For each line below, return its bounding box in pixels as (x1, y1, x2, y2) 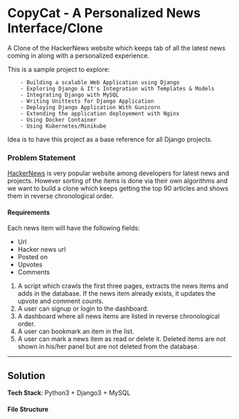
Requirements (7, 208, 51, 217)
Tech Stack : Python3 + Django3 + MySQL (7, 388, 131, 397)
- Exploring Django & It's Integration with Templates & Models (20, 85, 215, 92)
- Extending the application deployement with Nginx (20, 110, 180, 117)
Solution (7, 369, 46, 382)
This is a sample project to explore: (7, 65, 110, 73)
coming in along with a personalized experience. (7, 51, 149, 60)
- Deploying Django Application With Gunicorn (20, 103, 161, 111)
